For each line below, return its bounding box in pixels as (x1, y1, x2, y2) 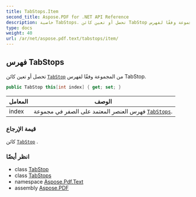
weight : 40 (6, 30, 33, 36)
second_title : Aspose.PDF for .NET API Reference (6, 14, 129, 20)
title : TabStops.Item (6, 8, 59, 15)
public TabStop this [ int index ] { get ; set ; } (6, 84, 121, 90)
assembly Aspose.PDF (14, 185, 69, 192)
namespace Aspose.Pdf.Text (14, 178, 83, 185)
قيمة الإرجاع (6, 125, 36, 133)
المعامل (9, 97, 28, 105)
